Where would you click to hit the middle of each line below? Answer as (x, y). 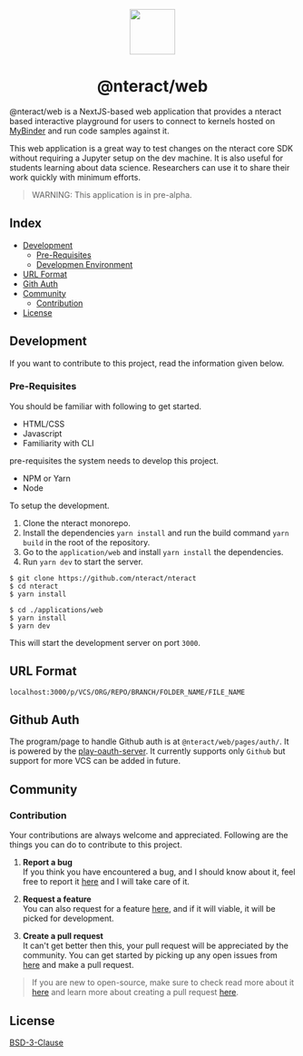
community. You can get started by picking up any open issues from (150, 955)
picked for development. (68, 919)
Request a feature (57, 899)
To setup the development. (60, 505)
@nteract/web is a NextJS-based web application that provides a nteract (146, 111)
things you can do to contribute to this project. (96, 845)
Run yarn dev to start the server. (83, 562)
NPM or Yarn (46, 478)
